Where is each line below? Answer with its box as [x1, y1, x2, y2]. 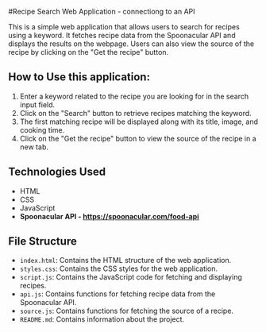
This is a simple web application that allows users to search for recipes [8, 22, 240, 31]
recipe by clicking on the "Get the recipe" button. [8, 48, 169, 56]
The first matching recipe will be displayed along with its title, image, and [19, 117, 258, 126]
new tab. [19, 142, 49, 152]
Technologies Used [8, 165, 106, 179]
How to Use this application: [8, 71, 151, 84]
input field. [19, 99, 56, 110]
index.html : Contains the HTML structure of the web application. [19, 256, 232, 265]
